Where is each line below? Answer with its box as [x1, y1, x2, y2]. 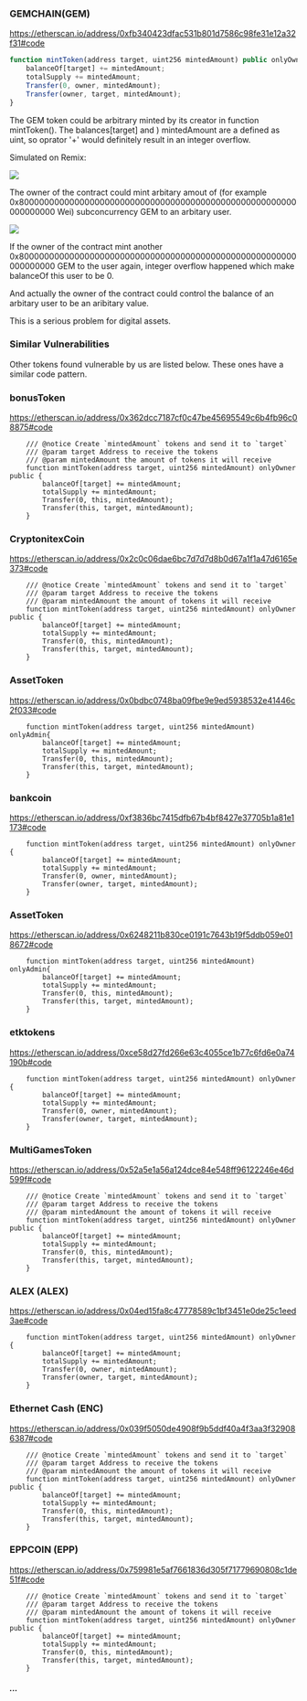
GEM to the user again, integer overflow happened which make [57, 260, 295, 272]
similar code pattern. [9, 369, 88, 380]
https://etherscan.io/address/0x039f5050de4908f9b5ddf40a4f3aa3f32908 [9, 1423, 296, 1434]
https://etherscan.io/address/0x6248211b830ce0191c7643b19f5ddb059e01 [9, 929, 293, 940]
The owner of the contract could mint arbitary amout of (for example [9, 187, 268, 198]
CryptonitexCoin [9, 533, 85, 546]
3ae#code [9, 1315, 48, 1326]
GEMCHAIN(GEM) [9, 7, 90, 20]
